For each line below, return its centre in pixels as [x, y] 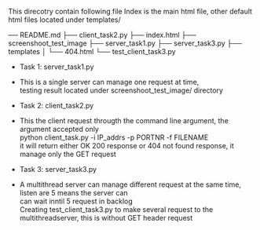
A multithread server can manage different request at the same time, [130, 184]
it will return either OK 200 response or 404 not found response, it [126, 146]
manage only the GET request [68, 154]
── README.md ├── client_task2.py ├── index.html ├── [102, 35]
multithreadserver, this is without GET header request [106, 218]
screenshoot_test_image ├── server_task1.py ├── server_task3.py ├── [125, 43]
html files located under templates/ [65, 20]
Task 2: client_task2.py [57, 106]
